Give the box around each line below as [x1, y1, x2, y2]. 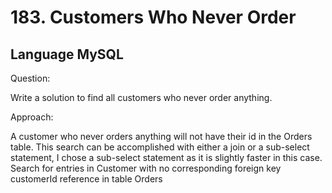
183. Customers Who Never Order [10, 6, 297, 29]
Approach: [10, 111, 54, 123]
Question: [10, 72, 51, 84]
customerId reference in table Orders [10, 173, 163, 185]
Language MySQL [10, 46, 124, 63]
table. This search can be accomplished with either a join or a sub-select [10, 141, 310, 153]
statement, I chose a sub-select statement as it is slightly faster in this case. [10, 152, 323, 163]
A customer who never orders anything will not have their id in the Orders [10, 131, 313, 142]
